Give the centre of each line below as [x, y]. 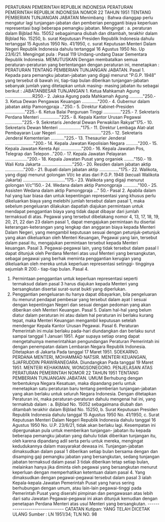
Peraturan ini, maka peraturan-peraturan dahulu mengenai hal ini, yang [84, 399]
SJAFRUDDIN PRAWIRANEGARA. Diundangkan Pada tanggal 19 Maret [83, 362]
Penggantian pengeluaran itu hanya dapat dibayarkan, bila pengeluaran [84, 294]
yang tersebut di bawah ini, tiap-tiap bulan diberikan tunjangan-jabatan [77, 80]
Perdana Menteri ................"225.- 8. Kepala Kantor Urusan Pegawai [73, 117]
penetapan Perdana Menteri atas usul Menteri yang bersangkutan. [79, 504]
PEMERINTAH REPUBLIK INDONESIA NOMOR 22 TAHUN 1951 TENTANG [78, 12]
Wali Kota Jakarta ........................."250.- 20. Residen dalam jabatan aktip [78, 164]
